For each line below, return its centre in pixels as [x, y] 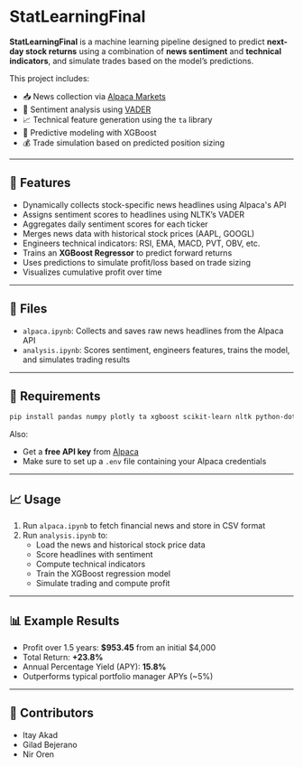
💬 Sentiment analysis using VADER [87, 109]
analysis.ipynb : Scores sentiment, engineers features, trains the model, [156, 350]
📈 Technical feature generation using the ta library [117, 119]
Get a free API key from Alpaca [81, 452]
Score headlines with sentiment [94, 555]
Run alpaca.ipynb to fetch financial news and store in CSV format [144, 526]
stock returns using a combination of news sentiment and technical [154, 51]
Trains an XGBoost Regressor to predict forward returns [127, 253]
